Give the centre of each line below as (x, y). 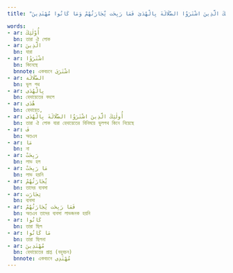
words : (17, 26)
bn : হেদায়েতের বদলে (34, 97)
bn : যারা (23, 52)
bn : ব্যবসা (24, 201)
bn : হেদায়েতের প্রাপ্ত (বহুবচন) (43, 252)
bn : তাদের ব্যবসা (31, 188)
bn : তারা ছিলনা (29, 239)
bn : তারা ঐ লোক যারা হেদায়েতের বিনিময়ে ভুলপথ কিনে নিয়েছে (74, 123)
